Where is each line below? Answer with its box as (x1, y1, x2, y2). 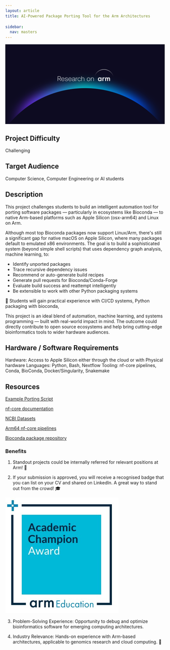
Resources (5, 382, 40, 391)
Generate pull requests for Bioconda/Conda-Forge (12, 277, 118, 283)
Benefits (5, 448, 27, 455)
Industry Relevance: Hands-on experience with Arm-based (12, 633, 136, 640)
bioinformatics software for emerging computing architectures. (12, 624, 144, 630)
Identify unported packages (12, 261, 71, 267)
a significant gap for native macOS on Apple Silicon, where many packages (5, 235, 162, 241)
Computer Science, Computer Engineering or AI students (5, 175, 124, 182)
